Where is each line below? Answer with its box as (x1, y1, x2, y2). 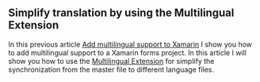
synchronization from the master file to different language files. (8, 65, 215, 74)
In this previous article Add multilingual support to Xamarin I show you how (8, 39, 252, 49)
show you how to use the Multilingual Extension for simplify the (8, 56, 215, 65)
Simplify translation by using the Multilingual (8, 6, 235, 20)
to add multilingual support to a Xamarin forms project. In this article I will (8, 47, 247, 58)
